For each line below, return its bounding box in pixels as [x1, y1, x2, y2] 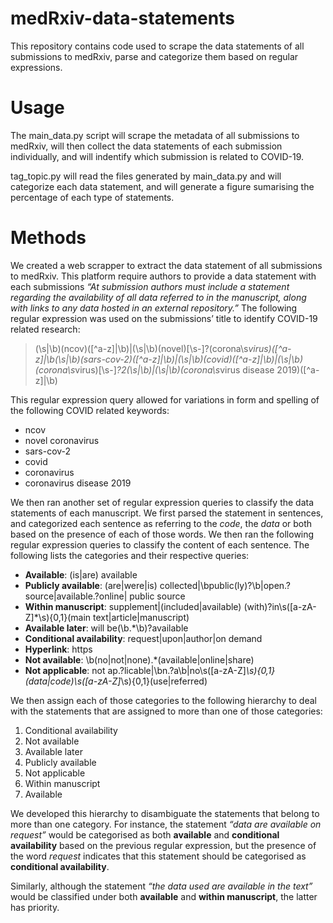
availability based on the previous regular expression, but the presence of [10, 839, 317, 851]
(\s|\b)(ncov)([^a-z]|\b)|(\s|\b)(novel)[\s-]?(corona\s [34, 342, 249, 354]
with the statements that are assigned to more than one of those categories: [10, 705, 323, 717]
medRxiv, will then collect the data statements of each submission [10, 140, 283, 152]
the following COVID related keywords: [10, 404, 170, 416]
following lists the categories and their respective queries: [10, 549, 250, 561]
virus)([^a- [248, 342, 292, 354]
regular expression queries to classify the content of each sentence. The [10, 538, 310, 551]
